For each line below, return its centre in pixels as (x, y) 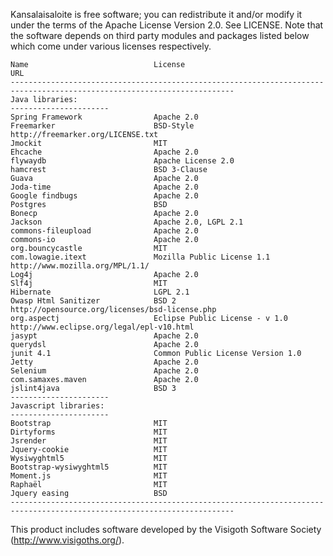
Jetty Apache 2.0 (104, 362)
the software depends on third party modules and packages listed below (160, 35)
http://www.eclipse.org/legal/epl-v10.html (102, 327)
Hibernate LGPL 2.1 (100, 292)
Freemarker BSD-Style (102, 126)
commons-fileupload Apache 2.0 (104, 231)
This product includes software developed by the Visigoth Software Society (166, 529)
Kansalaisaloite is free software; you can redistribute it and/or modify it (156, 14)
